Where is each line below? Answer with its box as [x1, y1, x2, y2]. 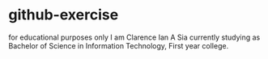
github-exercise [8, 6, 119, 24]
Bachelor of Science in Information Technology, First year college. [8, 40, 229, 50]
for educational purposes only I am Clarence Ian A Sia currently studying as [8, 32, 261, 42]
